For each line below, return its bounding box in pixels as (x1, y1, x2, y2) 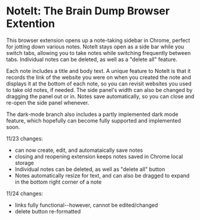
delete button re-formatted (14, 207, 81, 215)
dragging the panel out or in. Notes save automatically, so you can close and (6, 93, 195, 100)
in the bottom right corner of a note (14, 178, 102, 185)
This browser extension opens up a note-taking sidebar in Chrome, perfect (6, 36, 190, 44)
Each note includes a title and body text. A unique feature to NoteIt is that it (6, 67, 191, 74)
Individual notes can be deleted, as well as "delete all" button (14, 166, 165, 173)
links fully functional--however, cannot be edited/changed (14, 201, 158, 209)
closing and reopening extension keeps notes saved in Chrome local (14, 152, 183, 160)
